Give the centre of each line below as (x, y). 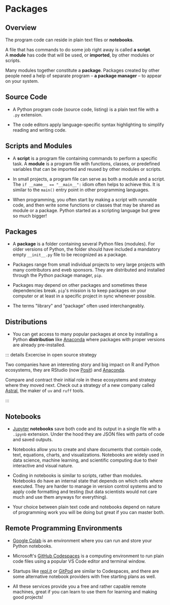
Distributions (26, 322)
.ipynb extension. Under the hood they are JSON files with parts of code (89, 434)
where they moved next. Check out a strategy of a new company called (80, 385)
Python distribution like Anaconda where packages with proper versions (89, 340)
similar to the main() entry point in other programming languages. (81, 190)
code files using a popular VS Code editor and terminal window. (79, 561)
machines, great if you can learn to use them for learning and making (85, 592)
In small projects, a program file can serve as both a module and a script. (89, 179)
